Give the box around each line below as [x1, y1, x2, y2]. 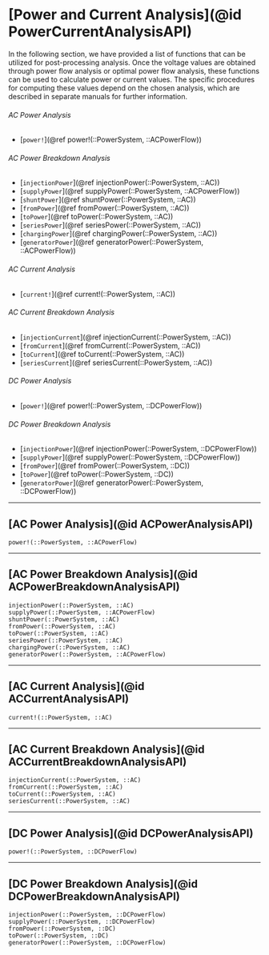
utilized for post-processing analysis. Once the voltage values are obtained [8, 58, 256, 67]
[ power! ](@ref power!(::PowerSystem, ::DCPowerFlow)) [19, 400, 203, 410]
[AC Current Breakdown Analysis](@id [8, 742, 205, 756]
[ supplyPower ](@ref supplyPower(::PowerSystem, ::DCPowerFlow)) [19, 452, 241, 462]
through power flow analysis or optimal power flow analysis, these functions [8, 66, 260, 75]
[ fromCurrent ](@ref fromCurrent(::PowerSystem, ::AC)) [19, 340, 202, 350]
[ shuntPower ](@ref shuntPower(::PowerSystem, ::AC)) [19, 195, 196, 205]
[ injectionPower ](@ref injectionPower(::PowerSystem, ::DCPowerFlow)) [19, 444, 258, 454]
